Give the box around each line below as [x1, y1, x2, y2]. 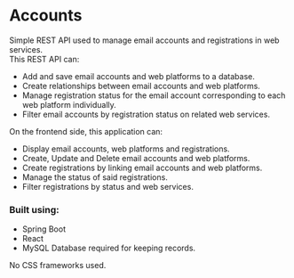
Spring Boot [21, 224, 67, 234]
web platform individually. [21, 99, 117, 110]
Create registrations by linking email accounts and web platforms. [21, 162, 263, 173]
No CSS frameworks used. [9, 260, 107, 271]
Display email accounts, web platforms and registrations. [21, 143, 230, 154]
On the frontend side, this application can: [9, 126, 163, 136]
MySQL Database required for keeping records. [21, 242, 196, 254]
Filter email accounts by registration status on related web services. [21, 109, 271, 119]
